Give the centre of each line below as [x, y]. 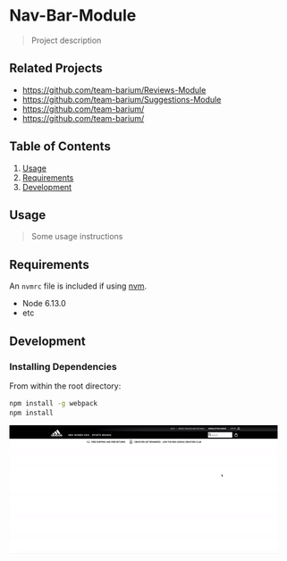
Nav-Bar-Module [73, 16]
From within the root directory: [65, 386]
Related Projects [56, 68]
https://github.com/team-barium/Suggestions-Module [122, 99]
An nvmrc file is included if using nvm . [78, 286]
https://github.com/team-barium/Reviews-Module [114, 89]
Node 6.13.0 [44, 304]
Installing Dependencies [63, 366]
